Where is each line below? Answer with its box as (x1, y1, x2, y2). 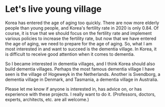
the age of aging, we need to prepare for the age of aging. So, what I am (5, 40, 152, 46)
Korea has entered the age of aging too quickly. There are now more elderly (5, 20, 160, 26)
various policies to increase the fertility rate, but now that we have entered (5, 36, 157, 41)
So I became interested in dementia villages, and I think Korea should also (5, 61, 156, 67)
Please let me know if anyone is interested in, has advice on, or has (5, 86, 142, 92)
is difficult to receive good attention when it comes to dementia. (5, 51, 135, 57)
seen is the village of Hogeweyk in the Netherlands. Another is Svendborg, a (5, 71, 161, 77)
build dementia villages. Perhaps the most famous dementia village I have (5, 66, 155, 72)
